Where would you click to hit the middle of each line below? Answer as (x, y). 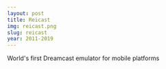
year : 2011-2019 (30, 39)
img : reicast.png (32, 26)
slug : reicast (27, 32)
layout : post (26, 13)
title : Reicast (29, 20)
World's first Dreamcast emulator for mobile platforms (83, 58)
